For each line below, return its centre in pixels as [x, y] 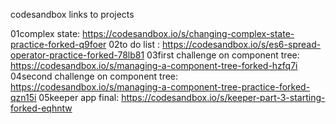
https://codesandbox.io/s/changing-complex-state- [188, 33]
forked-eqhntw [41, 108]
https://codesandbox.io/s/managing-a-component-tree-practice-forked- [160, 87]
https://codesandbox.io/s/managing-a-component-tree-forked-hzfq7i [154, 65]
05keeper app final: [79, 97]
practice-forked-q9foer [58, 44]
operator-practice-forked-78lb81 [77, 55]
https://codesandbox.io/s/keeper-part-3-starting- [223, 97]
